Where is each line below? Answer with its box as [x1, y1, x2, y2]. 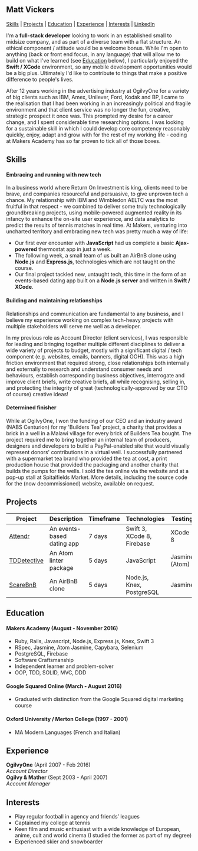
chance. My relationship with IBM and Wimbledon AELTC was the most [6, 197, 178, 204]
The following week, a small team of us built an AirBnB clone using [14, 252, 177, 259]
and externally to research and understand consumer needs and [6, 366, 163, 373]
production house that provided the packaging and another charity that [6, 461, 179, 468]
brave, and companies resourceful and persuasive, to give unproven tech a [6, 190, 189, 197]
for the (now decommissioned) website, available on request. [6, 480, 155, 487]
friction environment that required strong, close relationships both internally [6, 359, 190, 366]
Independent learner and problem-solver [14, 663, 114, 670]
